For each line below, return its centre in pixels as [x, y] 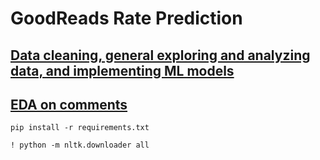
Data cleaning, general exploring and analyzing [160, 55]
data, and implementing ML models [122, 70]
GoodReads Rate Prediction [126, 18]
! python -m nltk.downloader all [80, 145]
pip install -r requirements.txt [80, 128]
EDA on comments [69, 104]
